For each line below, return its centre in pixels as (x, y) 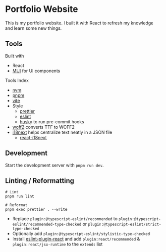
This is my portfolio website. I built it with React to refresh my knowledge (79, 23)
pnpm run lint (20, 197)
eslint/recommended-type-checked (47, 225)
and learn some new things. (33, 28)
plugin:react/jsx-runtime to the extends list (57, 244)
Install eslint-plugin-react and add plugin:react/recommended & (76, 239)
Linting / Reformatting (40, 181)
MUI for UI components (36, 71)
